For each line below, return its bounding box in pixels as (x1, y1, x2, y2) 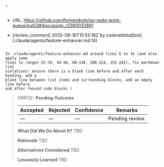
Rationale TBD (17, 137, 48, 143)
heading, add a (5, 73, 37, 78)
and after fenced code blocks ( (5, 86, 72, 91)
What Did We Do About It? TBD (17, 128, 83, 134)
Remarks (116, 106, 138, 113)
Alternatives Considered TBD (17, 147, 80, 153)
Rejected (48, 106, 70, 113)
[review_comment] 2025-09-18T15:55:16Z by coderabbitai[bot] (12, 32, 142, 38)
